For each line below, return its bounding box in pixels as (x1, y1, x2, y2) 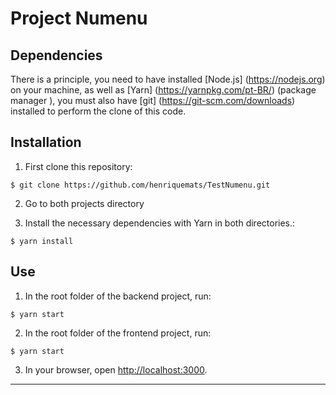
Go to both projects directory (24, 197, 145, 209)
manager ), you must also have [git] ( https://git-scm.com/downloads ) (10, 95, 296, 106)
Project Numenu (10, 7, 148, 30)
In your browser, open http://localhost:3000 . (24, 363, 208, 376)
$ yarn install (10, 236, 74, 246)
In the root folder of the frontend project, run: (24, 327, 212, 339)
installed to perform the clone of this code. (10, 105, 187, 117)
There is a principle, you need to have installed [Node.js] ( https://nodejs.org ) (10, 73, 326, 85)
